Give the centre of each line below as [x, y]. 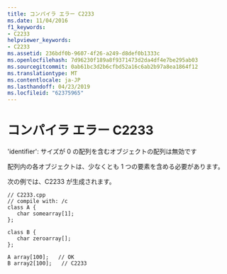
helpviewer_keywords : [39, 40]
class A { [22, 208]
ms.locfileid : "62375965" [45, 93]
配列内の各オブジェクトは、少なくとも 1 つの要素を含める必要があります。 [116, 167]
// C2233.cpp [27, 195]
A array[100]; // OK [41, 257]
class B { [22, 232]
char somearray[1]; [45, 214]
